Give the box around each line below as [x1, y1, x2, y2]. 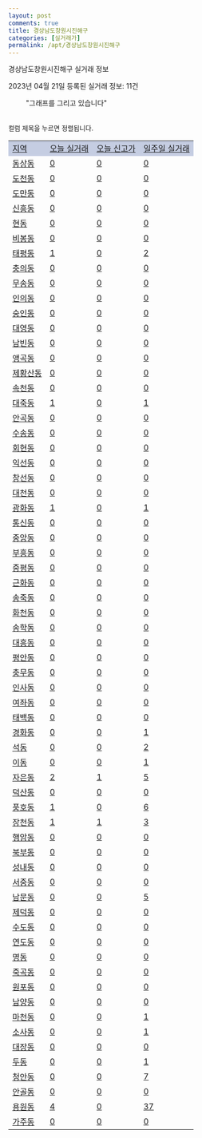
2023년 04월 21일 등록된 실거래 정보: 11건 [8, 81, 139, 91]
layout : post [8, 11, 52, 20]
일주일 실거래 [143, 143, 190, 154]
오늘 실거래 [49, 143, 89, 154]
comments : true [8, 19, 59, 27]
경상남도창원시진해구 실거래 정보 [8, 65, 109, 74]
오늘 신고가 [96, 143, 136, 154]
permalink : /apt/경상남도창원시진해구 [8, 42, 121, 50]
